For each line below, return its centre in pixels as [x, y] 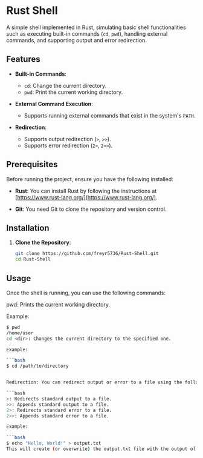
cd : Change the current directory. [65, 85]
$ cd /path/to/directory [37, 366]
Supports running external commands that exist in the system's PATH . [110, 115]
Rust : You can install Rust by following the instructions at [86, 191]
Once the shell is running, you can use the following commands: [86, 293]
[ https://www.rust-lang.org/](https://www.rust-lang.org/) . [86, 197]
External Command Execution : [54, 104]
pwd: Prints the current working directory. [58, 304]
